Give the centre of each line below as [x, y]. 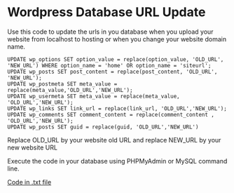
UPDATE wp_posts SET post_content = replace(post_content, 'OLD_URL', [112, 72]
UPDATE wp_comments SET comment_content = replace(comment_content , [111, 114]
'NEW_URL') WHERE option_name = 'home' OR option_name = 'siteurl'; [109, 65]
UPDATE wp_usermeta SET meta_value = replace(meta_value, [94, 96]
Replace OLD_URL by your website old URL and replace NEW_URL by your [114, 140]
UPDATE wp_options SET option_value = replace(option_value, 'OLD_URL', [116, 59]
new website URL [33, 147]
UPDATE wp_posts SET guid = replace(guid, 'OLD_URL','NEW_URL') [103, 127]
